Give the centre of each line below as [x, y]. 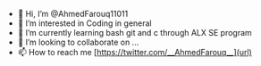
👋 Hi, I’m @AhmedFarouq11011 [73, 14]
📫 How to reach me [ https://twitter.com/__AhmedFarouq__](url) [135, 52]
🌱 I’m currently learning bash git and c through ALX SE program [135, 33]
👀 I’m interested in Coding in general [84, 23]
